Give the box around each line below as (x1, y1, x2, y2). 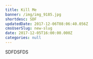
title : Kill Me (5, 7, 37, 12)
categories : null (5, 35, 41, 40)
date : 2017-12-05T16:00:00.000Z (5, 30, 72, 35)
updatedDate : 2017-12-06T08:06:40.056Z (5, 21, 88, 26)
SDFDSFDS (5, 48, 28, 55)
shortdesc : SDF (5, 16, 37, 21)
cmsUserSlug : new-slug (5, 26, 52, 31)
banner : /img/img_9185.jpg (5, 12, 61, 17)
